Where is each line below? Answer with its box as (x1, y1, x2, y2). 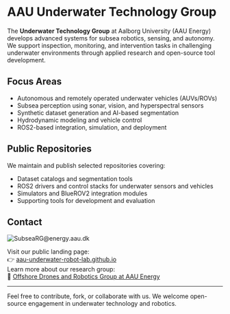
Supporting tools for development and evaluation (16, 196, 155, 204)
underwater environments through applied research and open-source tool (7, 49, 216, 57)
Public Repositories (7, 143, 92, 155)
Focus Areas (7, 76, 62, 88)
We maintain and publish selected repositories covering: (7, 161, 166, 169)
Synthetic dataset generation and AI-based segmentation (16, 108, 179, 117)
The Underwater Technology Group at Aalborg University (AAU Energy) (7, 27, 211, 35)
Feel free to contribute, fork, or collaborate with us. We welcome (7, 292, 189, 300)
